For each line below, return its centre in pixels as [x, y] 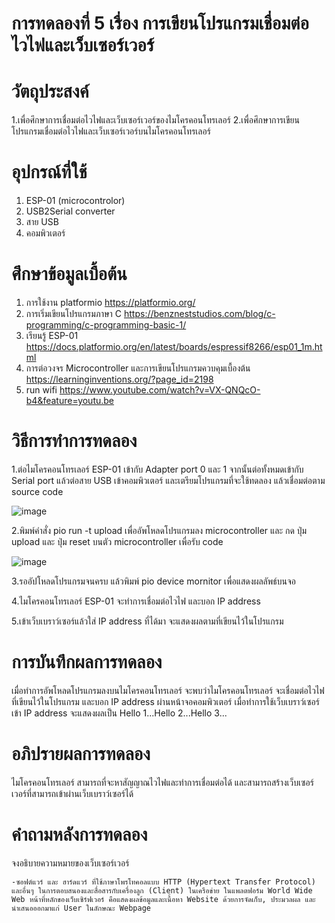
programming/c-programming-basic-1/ [106, 325]
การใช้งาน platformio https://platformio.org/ [110, 302]
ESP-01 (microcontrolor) [75, 201]
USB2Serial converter [70, 211]
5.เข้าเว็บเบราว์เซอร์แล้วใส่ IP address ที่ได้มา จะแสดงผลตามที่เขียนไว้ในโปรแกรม [147, 621]
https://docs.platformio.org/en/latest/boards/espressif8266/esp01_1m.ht [174, 346]
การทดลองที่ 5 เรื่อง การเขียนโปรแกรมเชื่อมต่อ [160, 23]
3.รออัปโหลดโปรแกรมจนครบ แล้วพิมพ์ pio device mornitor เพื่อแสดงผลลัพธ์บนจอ [153, 581]
